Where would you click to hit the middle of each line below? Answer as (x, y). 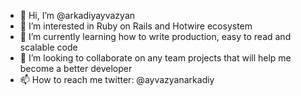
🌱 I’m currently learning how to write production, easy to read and (155, 36)
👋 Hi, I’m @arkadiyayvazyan (77, 15)
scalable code (48, 47)
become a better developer (76, 68)
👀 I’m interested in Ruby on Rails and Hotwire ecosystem (136, 26)
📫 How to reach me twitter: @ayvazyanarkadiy (117, 79)
